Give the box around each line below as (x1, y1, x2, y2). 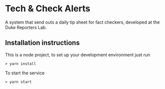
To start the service (5, 70, 45, 76)
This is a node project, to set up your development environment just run (5, 52, 150, 58)
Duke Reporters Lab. (5, 24, 47, 30)
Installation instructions (5, 39, 80, 47)
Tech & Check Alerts (5, 3, 91, 14)
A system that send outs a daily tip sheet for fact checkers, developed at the (5, 19, 160, 25)
